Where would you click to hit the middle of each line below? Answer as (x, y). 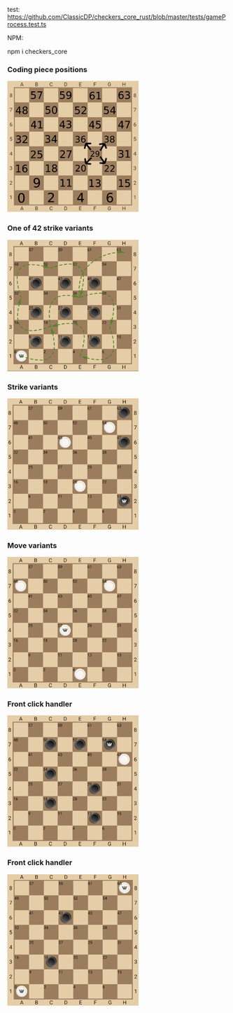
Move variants (32, 545)
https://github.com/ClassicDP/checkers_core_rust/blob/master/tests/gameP (116, 17)
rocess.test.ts (27, 24)
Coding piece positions (47, 69)
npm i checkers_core (37, 51)
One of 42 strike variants (50, 228)
